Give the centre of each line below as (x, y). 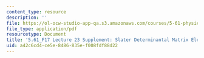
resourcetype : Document (36, 34)
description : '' (27, 18)
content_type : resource (36, 12)
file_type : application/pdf (42, 29)
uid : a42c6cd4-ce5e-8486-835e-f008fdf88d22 (62, 46)
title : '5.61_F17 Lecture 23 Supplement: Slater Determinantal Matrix (97, 40)
